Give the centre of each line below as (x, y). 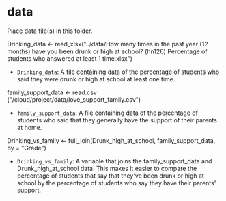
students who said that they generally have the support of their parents (117, 120)
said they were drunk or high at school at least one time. (96, 79)
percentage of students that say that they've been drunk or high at (111, 176)
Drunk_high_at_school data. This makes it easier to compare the (107, 168)
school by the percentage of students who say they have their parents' (116, 183)
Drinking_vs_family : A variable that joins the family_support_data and (114, 161)
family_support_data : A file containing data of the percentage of (107, 113)
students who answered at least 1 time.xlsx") (70, 58)
